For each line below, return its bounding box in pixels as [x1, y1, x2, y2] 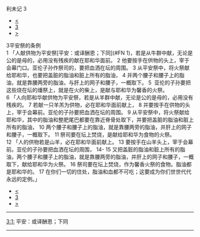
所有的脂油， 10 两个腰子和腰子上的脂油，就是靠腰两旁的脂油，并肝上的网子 [6, 124, 192, 131]
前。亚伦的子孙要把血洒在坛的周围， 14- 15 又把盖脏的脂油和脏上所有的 [6, 146, 180, 153]
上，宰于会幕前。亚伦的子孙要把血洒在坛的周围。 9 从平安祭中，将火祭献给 [6, 109, 190, 116]
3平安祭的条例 [6, 42, 41, 49]
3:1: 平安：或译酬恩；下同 [6, 218, 68, 225]
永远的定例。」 [6, 176, 40, 182]
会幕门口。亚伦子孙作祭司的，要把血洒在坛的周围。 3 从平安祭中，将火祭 [6, 64, 185, 71]
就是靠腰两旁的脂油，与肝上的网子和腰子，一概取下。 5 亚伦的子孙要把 [16, 79, 192, 86]
